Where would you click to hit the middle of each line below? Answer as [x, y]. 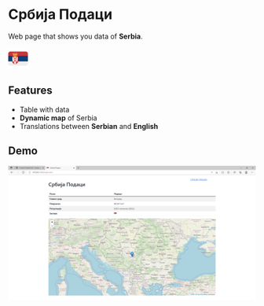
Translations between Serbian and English [89, 126]
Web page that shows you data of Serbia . [75, 36]
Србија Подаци [60, 15]
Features [30, 91]
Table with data [44, 109]
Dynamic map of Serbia [58, 118]
